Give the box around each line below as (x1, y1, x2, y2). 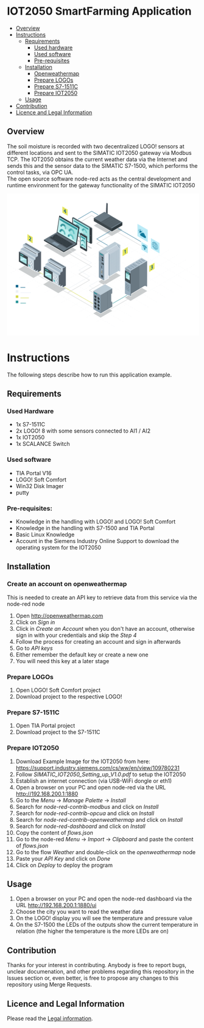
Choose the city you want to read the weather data (15, 908, 144, 916)
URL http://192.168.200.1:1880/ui (15, 902, 97, 909)
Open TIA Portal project (15, 722, 76, 730)
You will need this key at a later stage (15, 657, 110, 664)
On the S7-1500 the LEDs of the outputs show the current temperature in (15, 921, 199, 929)
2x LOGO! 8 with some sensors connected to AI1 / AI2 (15, 427, 151, 434)
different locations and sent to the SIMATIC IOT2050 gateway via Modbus (7, 149, 192, 156)
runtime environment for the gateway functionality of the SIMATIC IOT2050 (7, 181, 195, 189)
